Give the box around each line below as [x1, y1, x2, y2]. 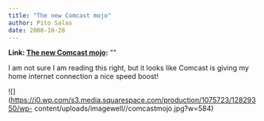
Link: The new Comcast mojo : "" [8, 48, 117, 58]
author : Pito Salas [8, 19, 73, 27]
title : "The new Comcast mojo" [8, 11, 112, 20]
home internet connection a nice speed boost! [8, 72, 159, 81]
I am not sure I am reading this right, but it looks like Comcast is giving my [8, 63, 250, 73]
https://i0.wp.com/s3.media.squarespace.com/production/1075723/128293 [10, 96, 256, 105]
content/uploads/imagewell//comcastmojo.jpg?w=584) [34, 104, 214, 113]
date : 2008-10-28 [8, 26, 66, 34]
